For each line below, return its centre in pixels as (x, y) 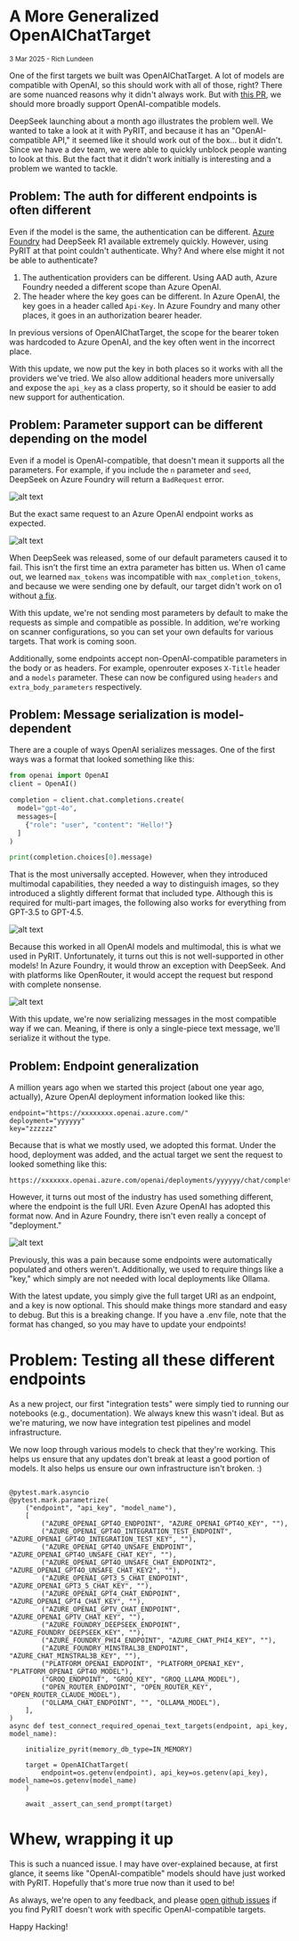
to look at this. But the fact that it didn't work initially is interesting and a (140, 158)
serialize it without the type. (60, 1038)
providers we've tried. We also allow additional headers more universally (142, 378)
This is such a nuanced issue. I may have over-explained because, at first (144, 1864)
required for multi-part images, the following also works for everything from (148, 903)
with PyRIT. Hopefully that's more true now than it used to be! (122, 1882)
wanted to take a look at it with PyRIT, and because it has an (119, 130)
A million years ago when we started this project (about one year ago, (137, 1088)
